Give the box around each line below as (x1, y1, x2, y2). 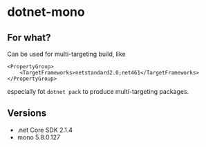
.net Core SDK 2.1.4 (17, 126, 73, 134)
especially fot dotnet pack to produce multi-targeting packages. (7, 88, 189, 95)
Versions (7, 108, 47, 119)
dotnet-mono (7, 4, 85, 20)
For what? (7, 32, 51, 43)
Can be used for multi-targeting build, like (7, 50, 126, 58)
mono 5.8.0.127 (17, 133, 61, 141)
